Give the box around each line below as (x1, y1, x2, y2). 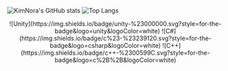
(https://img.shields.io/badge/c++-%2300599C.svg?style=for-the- (20, 48, 211, 57)
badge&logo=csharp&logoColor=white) (49, 42, 161, 49)
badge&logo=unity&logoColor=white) (54, 27, 160, 35)
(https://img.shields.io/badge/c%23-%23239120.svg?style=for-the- (19, 34, 212, 42)
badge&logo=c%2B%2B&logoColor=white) (54, 56, 176, 64)
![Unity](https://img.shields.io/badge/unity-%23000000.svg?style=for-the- (9, 20, 222, 27)
